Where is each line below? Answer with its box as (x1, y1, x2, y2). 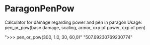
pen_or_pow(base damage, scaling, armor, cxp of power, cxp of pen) (4, 24, 146, 30)
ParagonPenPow (4, 3, 75, 14)
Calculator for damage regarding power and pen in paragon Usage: (4, 19, 142, 25)
